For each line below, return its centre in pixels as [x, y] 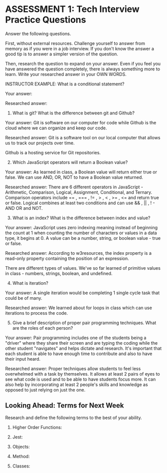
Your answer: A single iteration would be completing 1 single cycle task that [83, 293]
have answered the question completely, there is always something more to [83, 69]
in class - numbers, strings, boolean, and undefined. [59, 273]
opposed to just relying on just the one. [45, 390]
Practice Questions [46, 20]
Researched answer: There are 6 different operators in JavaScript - [74, 187]
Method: [21, 456]
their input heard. [23, 359]
